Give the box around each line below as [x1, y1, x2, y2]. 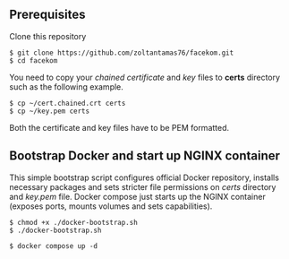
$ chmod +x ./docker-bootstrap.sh [9, 218, 139, 227]
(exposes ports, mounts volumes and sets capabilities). [9, 201, 213, 212]
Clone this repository [9, 30, 87, 41]
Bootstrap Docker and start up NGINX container [9, 148, 280, 164]
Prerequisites [9, 7, 86, 22]
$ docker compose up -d [9, 241, 98, 250]
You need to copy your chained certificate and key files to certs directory [9, 72, 280, 82]
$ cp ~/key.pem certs [9, 107, 90, 116]
